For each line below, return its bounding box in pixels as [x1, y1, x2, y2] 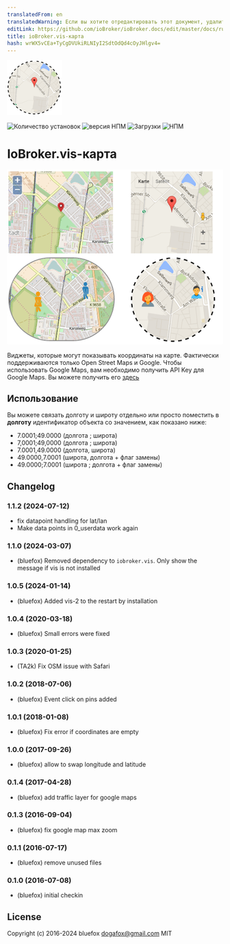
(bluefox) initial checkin [16, 891, 84, 899]
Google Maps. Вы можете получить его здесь [7, 373, 140, 381]
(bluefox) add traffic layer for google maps [16, 793, 137, 801]
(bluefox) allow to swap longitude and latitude [16, 760, 146, 768]
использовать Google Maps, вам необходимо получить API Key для [7, 366, 204, 374]
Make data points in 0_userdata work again [16, 524, 138, 532]
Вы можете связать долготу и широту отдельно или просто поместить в [7, 411, 219, 419]
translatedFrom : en [7, 11, 63, 18]
